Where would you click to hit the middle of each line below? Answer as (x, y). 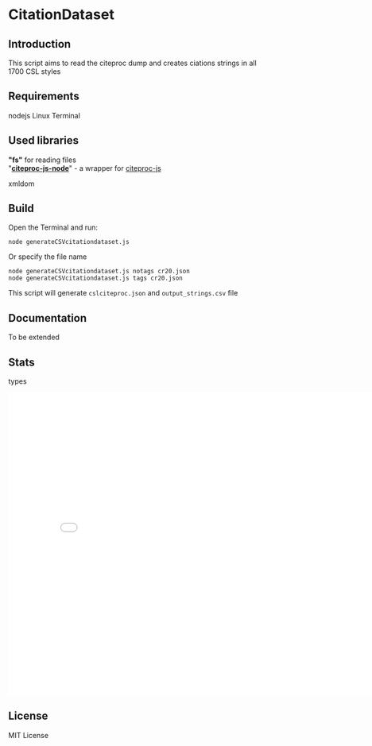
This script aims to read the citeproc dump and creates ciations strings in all (132, 63)
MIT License (29, 735)
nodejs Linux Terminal (45, 115)
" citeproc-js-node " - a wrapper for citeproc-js (85, 168)
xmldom (21, 184)
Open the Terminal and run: (53, 227)
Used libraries (44, 141)
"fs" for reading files (43, 160)
